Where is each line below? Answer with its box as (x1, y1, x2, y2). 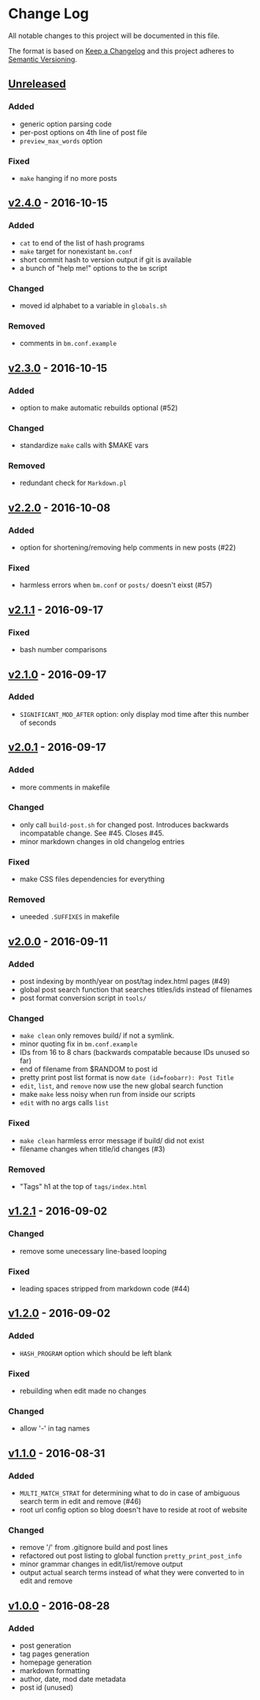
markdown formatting (19, 1665, 91, 1675)
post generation (19, 1640, 72, 1650)
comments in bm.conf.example (19, 339, 117, 348)
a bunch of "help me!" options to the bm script (19, 263, 168, 272)
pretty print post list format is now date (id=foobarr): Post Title (19, 1073, 234, 1083)
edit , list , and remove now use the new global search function (19, 1081, 224, 1090)
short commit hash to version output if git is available (19, 254, 192, 265)
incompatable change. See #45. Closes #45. (19, 828, 165, 838)
